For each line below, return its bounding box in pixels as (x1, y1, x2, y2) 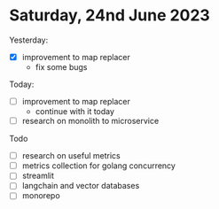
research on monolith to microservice (21, 116, 160, 127)
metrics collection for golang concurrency (21, 160, 176, 171)
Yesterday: (9, 35, 49, 45)
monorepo (21, 190, 60, 201)
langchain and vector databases (21, 181, 140, 191)
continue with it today (35, 106, 115, 117)
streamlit (21, 170, 55, 182)
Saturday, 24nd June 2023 (9, 5, 210, 26)
